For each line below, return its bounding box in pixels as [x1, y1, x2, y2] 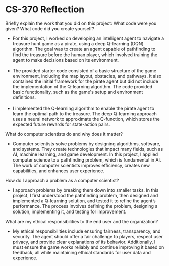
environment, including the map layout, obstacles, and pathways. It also [12, 73, 162, 79]
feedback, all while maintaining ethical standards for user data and [12, 249, 151, 255]
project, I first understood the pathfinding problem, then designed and [12, 192, 158, 198]
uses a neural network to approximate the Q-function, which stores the [12, 116, 160, 122]
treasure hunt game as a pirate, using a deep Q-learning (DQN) [12, 40, 144, 46]
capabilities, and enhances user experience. [12, 168, 105, 174]
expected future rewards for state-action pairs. [12, 121, 110, 127]
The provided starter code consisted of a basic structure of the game [12, 67, 157, 74]
